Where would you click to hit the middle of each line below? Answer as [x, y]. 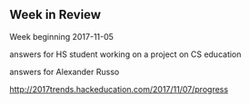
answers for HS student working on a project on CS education [125, 54]
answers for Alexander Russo [65, 71]
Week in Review [55, 15]
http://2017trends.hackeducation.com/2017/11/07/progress [119, 89]
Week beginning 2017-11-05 [61, 36]
